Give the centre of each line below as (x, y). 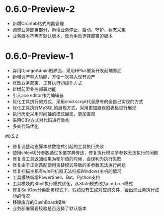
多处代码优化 (25, 126)
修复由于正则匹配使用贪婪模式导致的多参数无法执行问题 (69, 165)
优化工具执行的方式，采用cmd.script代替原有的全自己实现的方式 (78, 101)
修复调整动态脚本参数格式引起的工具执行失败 (58, 146)
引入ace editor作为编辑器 (38, 95)
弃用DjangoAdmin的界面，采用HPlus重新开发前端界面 (67, 70)
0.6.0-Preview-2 (40, 9)
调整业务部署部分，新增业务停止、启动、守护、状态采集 (69, 29)
